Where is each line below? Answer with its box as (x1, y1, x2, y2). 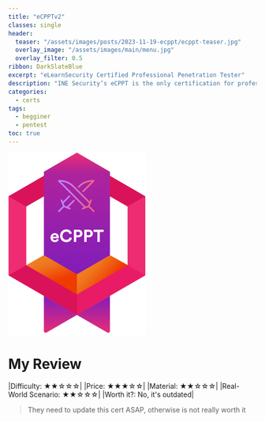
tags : (8, 104, 26, 112)
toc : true (8, 130, 41, 138)
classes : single (8, 21, 62, 29)
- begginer (15, 113, 51, 121)
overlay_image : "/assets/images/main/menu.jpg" (15, 46, 175, 55)
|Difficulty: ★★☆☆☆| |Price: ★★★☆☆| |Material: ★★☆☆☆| (8, 381, 218, 390)
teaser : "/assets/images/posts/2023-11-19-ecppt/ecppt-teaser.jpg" (15, 38, 242, 46)
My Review (8, 356, 82, 373)
